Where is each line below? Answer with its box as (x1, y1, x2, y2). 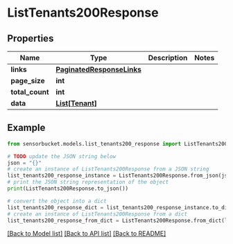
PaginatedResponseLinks (55, 64, 142, 74)
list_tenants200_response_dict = (7, 204, 104, 211)
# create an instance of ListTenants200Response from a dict (7, 210, 188, 218)
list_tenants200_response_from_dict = (7, 217, 119, 224)
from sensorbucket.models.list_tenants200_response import (7, 140, 182, 147)
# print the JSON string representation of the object (7, 179, 169, 186)
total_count (10, 87, 49, 96)
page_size (10, 76, 45, 85)
